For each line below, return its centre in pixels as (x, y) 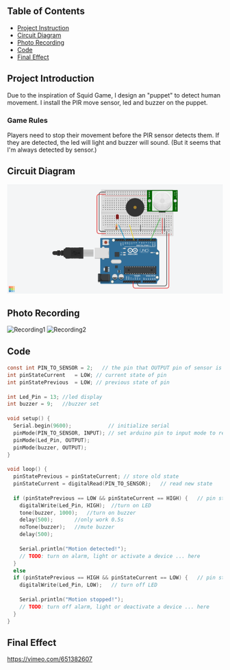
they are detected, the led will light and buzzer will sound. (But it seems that (114, 142)
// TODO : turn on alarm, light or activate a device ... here (110, 556)
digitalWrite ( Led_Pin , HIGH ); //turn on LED (86, 505)
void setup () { (29, 419)
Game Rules (27, 120)
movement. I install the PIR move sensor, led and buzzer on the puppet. (107, 102)
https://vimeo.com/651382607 (50, 659)
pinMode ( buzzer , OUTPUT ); (50, 448)
